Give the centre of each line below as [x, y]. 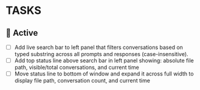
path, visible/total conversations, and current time [77, 68]
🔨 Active [22, 33]
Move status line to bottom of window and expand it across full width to [104, 74]
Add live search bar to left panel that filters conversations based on [99, 47]
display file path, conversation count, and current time [82, 81]
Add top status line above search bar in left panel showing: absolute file [104, 60]
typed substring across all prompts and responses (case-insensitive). [102, 54]
